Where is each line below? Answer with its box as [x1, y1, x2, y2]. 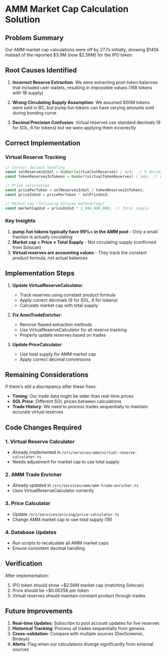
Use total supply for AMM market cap [19, 351, 96, 357]
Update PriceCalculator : [12, 342, 63, 347]
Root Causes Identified [5, 66, 77, 75]
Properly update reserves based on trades [19, 332, 106, 338]
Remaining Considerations [5, 371, 89, 379]
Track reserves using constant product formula [19, 292, 116, 298]
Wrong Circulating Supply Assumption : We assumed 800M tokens [12, 99, 150, 105]
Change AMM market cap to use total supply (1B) [12, 516, 113, 522]
